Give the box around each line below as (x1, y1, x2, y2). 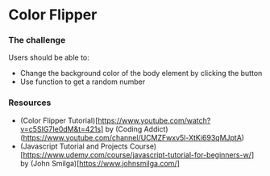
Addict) (143, 124, 168, 134)
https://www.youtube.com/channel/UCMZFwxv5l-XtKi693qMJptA (23, 132, 242, 142)
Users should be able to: (8, 52, 90, 62)
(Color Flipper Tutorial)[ (19, 115, 98, 125)
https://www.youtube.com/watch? (98, 115, 211, 125)
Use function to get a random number (19, 77, 146, 86)
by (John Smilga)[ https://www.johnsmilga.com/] (19, 158, 180, 168)
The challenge (8, 35, 66, 46)
